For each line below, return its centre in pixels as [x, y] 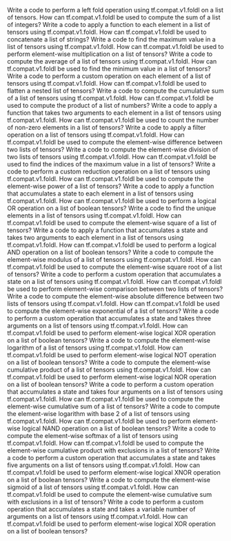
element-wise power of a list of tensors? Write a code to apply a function [111, 186]
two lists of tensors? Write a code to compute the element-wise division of [113, 149]
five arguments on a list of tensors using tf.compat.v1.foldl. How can [104, 465]
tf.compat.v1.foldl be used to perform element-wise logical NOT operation [112, 355]
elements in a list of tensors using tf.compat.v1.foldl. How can [94, 216]
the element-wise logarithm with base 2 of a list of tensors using [99, 414]
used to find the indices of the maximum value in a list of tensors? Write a [111, 164]
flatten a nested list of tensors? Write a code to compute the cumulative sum [115, 91]
